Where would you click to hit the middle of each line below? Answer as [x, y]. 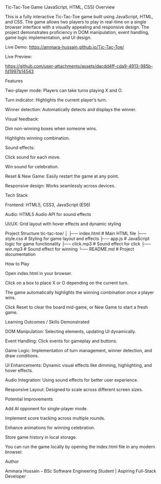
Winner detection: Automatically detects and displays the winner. [71, 109]
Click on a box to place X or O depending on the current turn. [67, 283]
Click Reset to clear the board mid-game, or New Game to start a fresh [77, 307]
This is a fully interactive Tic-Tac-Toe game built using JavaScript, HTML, [79, 16]
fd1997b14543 [19, 71]
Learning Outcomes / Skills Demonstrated [47, 322]
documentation [20, 254]
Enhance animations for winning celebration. [50, 428]
